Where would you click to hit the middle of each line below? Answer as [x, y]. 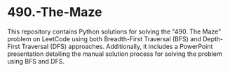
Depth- [213, 38]
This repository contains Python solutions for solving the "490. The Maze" [114, 31]
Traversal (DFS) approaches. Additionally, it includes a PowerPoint [117, 46]
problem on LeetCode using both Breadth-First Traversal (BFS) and [104, 38]
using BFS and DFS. [36, 61]
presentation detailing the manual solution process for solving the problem [115, 54]
